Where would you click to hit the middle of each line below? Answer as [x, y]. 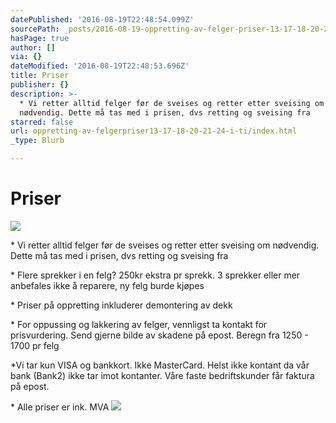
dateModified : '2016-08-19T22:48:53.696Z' [100, 66]
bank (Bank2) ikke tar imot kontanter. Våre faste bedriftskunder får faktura [162, 375]
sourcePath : [35, 29]
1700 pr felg [35, 345]
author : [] [33, 47]
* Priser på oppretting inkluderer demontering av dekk [121, 305]
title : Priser [40, 76]
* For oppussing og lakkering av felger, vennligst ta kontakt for [139, 324]
